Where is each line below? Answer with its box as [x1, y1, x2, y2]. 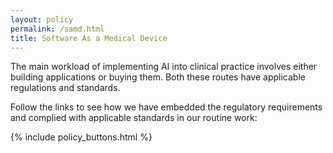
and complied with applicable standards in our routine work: [10, 112, 258, 124]
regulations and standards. [10, 82, 121, 94]
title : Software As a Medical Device [10, 33, 168, 43]
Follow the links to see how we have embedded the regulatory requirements [10, 101, 323, 113]
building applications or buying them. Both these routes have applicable [10, 71, 306, 83]
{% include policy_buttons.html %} [10, 131, 153, 143]
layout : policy [10, 14, 74, 25]
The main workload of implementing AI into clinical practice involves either [10, 61, 318, 73]
